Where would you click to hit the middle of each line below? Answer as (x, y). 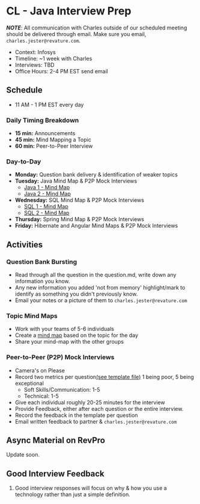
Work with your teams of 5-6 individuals (64, 329)
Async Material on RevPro (56, 441)
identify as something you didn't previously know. (76, 294)
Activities (25, 244)
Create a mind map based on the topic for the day (77, 335)
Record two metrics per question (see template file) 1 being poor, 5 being (104, 377)
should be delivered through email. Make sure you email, (76, 34)
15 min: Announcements (45, 133)
